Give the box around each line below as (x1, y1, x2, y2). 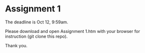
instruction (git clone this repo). (5, 33, 68, 39)
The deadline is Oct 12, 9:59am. (5, 19, 68, 25)
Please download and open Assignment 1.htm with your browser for (5, 28, 140, 34)
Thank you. (5, 42, 28, 48)
